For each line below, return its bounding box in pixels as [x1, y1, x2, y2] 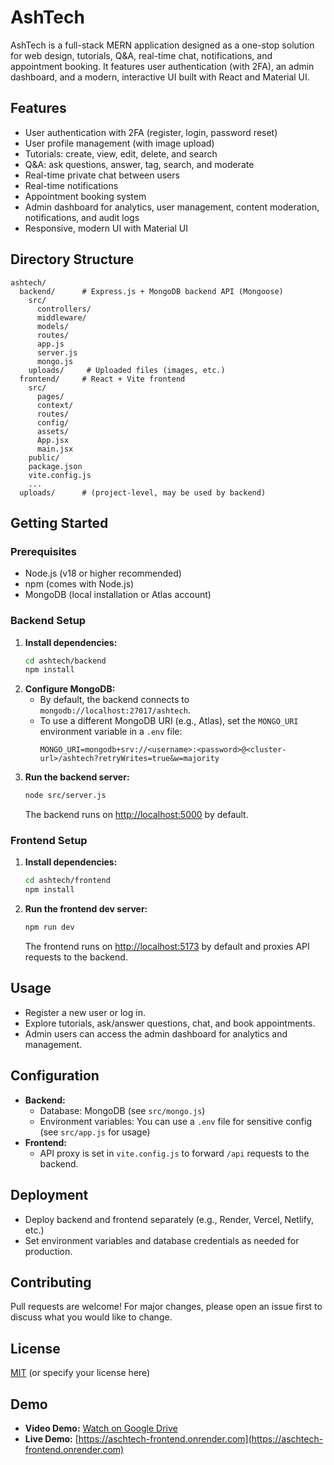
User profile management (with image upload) [24, 137, 215, 149]
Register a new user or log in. [24, 1006, 146, 1018]
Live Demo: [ [24, 1432, 79, 1445]
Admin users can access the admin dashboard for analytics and [24, 1027, 288, 1040]
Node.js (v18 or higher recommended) [24, 567, 182, 580]
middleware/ [36, 312, 87, 323]
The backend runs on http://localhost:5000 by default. [24, 809, 249, 821]
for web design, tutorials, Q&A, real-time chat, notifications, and [10, 49, 273, 61]
